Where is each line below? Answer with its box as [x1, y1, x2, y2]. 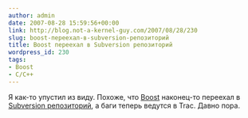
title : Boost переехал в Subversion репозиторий [8, 41, 173, 49]
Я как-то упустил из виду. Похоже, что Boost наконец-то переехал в [8, 92, 241, 101]
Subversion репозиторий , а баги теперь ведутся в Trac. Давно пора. [8, 101, 241, 110]
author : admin [8, 11, 56, 20]
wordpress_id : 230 [8, 48, 69, 56]
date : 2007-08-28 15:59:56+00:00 [8, 19, 120, 27]
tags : [8, 56, 26, 64]
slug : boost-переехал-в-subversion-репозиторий [8, 33, 170, 42]
